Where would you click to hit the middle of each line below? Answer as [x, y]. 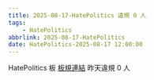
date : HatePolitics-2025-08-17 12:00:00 [76, 45]
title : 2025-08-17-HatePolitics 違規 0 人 [77, 15]
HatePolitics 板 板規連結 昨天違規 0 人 [69, 68]
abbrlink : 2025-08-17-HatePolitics [67, 37]
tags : [17, 23]
